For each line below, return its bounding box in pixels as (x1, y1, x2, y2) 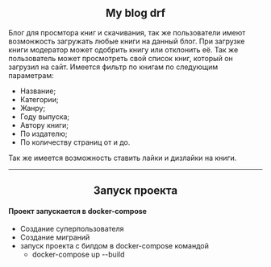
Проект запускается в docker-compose (8, 206, 148, 216)
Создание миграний (19, 232, 90, 242)
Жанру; (19, 103, 46, 113)
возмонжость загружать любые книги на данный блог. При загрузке (8, 36, 245, 46)
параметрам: (8, 70, 54, 80)
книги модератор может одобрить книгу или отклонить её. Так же (8, 44, 239, 55)
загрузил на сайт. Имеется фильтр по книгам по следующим (8, 62, 219, 72)
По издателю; (19, 129, 68, 138)
